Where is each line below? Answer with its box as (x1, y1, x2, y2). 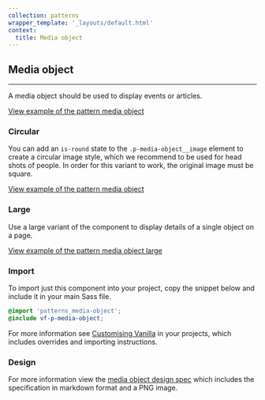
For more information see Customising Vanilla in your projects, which (8, 328, 232, 338)
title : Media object (15, 33, 83, 42)
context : (8, 26, 37, 34)
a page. (8, 230, 33, 240)
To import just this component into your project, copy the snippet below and (8, 283, 255, 293)
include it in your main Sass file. (8, 291, 112, 301)
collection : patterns (8, 11, 80, 20)
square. (8, 169, 33, 178)
